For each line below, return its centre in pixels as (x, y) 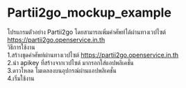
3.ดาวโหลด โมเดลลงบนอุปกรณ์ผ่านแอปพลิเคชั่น (62, 70)
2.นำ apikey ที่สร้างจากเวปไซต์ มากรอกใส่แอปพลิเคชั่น (70, 62)
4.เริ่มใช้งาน (21, 78)
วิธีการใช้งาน (21, 47)
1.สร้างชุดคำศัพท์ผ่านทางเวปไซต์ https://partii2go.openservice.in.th (93, 55)
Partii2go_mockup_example (90, 13)
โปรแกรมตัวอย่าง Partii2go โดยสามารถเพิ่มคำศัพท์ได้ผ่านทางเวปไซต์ (87, 32)
